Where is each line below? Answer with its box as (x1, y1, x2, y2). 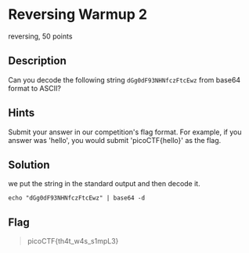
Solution (8, 158, 50, 171)
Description (8, 54, 67, 68)
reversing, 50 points (8, 31, 73, 41)
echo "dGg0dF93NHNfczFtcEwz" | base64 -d (8, 194, 146, 202)
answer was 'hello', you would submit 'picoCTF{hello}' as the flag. (8, 135, 222, 145)
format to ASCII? (8, 83, 61, 93)
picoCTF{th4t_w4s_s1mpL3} (27, 236, 119, 246)
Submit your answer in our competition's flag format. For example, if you (8, 127, 242, 137)
